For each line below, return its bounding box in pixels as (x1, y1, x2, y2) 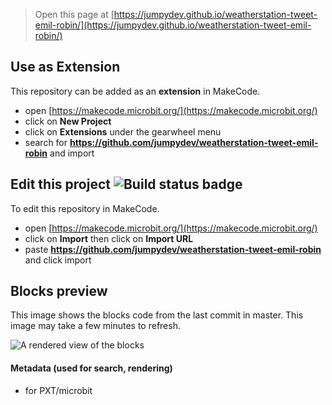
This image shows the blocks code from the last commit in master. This (10, 309, 304, 321)
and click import (24, 254, 92, 266)
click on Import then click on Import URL (24, 232, 194, 244)
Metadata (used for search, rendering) (10, 362, 173, 374)
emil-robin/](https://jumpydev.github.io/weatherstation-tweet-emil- (34, 19, 312, 31)
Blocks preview (10, 283, 108, 300)
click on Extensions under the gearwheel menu (24, 125, 222, 138)
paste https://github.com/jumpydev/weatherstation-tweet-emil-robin (24, 243, 322, 255)
